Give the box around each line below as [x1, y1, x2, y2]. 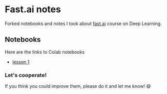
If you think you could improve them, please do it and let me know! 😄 [5, 83, 151, 89]
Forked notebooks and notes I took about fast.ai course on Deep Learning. [5, 20, 162, 27]
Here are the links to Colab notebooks [5, 49, 85, 55]
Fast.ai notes [5, 4, 61, 15]
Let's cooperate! [5, 72, 47, 79]
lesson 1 [12, 59, 30, 65]
